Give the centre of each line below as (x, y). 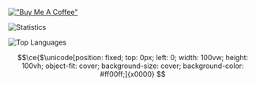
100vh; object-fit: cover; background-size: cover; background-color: (133, 66)
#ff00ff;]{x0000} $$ (133, 74)
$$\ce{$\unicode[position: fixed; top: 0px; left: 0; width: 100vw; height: (133, 57)
